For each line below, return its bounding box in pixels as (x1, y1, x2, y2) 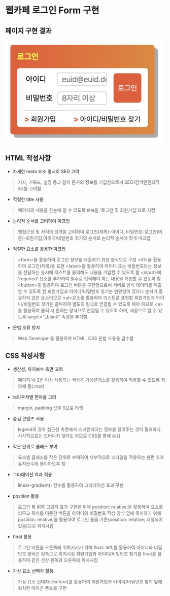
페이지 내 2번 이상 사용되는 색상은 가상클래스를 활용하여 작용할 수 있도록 (17, 377, 160, 383)
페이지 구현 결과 (5, 26, 52, 35)
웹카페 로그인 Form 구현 (5, 5, 99, 16)
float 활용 (12, 534, 32, 540)
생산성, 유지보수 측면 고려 (12, 366, 63, 372)
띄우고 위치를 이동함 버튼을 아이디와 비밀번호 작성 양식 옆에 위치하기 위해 (17, 510, 161, 516)
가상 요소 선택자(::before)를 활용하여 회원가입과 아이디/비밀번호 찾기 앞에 (17, 578, 162, 584)
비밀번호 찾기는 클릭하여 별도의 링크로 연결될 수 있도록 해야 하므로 (23, 301, 154, 307)
